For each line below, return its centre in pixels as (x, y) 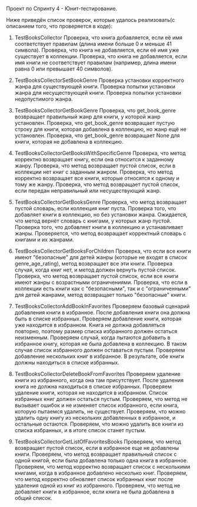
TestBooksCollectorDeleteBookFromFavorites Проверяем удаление (97, 374)
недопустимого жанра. (44, 99)
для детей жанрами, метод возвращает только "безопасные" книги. (101, 295)
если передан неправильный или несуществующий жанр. (88, 190)
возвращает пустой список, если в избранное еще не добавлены (97, 448)
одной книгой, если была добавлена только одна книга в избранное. (101, 460)
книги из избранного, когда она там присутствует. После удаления (99, 380)
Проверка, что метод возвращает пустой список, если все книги (96, 276)
